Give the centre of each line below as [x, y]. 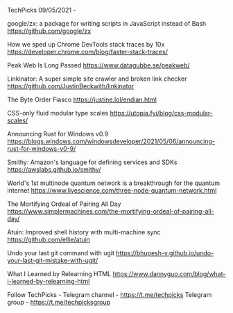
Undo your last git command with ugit [61, 253]
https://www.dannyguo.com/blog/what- [169, 274]
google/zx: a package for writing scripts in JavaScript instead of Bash [107, 23]
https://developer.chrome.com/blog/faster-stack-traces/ [88, 52]
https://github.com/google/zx [49, 31]
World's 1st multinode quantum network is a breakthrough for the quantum [114, 183]
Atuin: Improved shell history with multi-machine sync [84, 232]
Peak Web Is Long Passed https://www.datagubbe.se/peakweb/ [98, 65]
